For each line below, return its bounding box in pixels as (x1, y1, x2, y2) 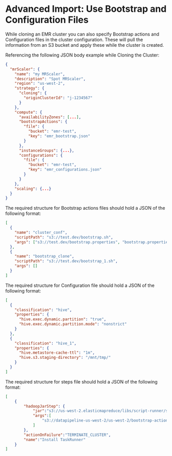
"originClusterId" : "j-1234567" (24, 96, 93, 101)
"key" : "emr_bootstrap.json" (28, 134, 91, 139)
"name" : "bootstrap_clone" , (14, 254, 74, 259)
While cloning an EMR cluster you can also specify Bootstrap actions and (5, 31, 160, 37)
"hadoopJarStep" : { (24, 404, 66, 409)
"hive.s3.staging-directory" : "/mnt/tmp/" (18, 355, 111, 360)
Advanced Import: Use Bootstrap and (5, 3, 167, 15)
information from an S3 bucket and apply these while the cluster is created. (5, 42, 164, 48)
